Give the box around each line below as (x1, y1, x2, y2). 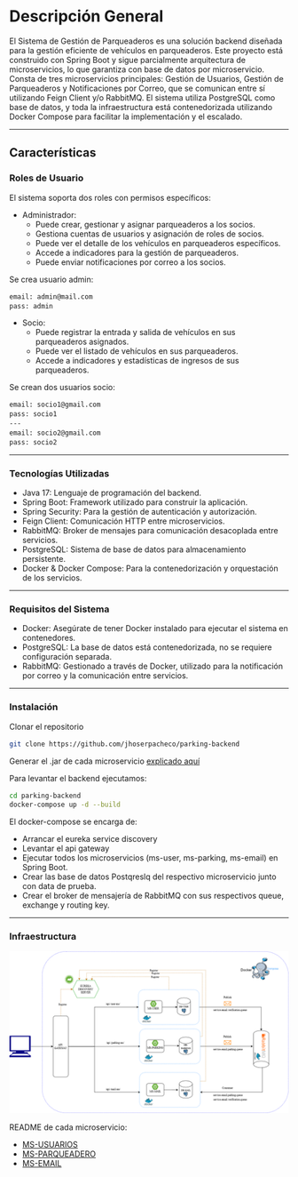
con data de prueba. (21, 881, 97, 892)
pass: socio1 (9, 410, 58, 419)
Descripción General (9, 6, 164, 27)
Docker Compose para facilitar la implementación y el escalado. (9, 111, 243, 122)
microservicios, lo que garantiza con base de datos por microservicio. (9, 64, 264, 75)
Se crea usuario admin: (9, 274, 94, 284)
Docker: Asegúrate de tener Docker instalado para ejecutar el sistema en (21, 623, 288, 634)
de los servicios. (21, 572, 82, 583)
